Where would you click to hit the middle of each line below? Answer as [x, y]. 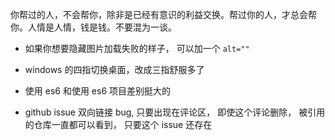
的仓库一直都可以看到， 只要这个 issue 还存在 [118, 124]
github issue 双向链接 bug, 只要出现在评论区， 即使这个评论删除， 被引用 [175, 112]
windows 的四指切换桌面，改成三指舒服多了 [114, 69]
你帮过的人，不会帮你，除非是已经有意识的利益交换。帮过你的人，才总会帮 [163, 14]
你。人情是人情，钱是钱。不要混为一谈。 [93, 27]
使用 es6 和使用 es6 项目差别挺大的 [98, 91]
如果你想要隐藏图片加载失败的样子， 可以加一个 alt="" [137, 48]
